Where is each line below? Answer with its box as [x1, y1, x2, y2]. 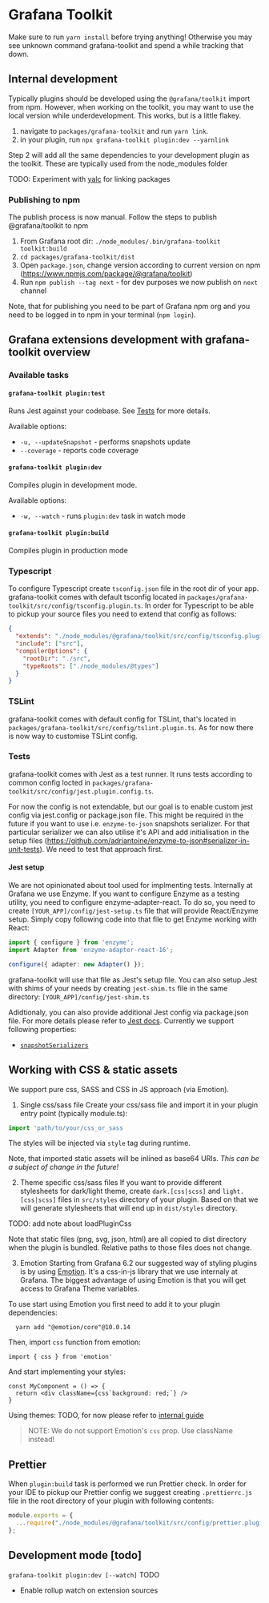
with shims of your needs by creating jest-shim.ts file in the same [8, 983, 228, 993]
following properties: [8, 1024, 77, 1034]
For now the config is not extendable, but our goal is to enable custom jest [8, 801, 254, 811]
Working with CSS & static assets [8, 1063, 179, 1077]
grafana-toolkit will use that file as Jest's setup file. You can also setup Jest [8, 974, 258, 984]
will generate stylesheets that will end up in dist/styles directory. [19, 1203, 238, 1213]
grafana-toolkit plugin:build [8, 529, 110, 537]
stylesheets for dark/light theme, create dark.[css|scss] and [19, 1187, 221, 1196]
